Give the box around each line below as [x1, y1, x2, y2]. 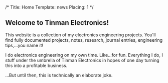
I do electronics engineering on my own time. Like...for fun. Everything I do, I [5, 52, 163, 58]
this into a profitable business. [5, 62, 68, 69]
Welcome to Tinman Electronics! [5, 18, 109, 27]
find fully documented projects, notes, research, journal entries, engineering [5, 37, 163, 43]
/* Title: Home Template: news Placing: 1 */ [5, 4, 94, 10]
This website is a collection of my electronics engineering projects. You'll [5, 32, 156, 38]
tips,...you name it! [5, 42, 44, 48]
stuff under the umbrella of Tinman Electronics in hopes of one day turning [5, 57, 159, 63]
